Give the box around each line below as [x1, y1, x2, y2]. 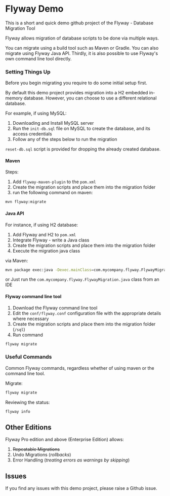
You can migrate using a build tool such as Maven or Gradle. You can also [5, 45, 159, 51]
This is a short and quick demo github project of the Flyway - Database [5, 20, 154, 26]
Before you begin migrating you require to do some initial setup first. [5, 80, 148, 86]
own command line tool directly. [5, 55, 72, 61]
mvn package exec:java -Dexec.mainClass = [5, 267, 94, 272]
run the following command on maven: [12, 190, 93, 196]
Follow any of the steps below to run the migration [12, 136, 117, 143]
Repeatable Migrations [12, 446, 60, 452]
